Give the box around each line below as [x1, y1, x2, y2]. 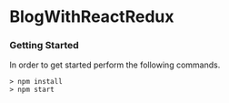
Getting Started [9, 39, 79, 52]
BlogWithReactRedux [9, 6, 174, 27]
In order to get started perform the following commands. [9, 59, 221, 70]
